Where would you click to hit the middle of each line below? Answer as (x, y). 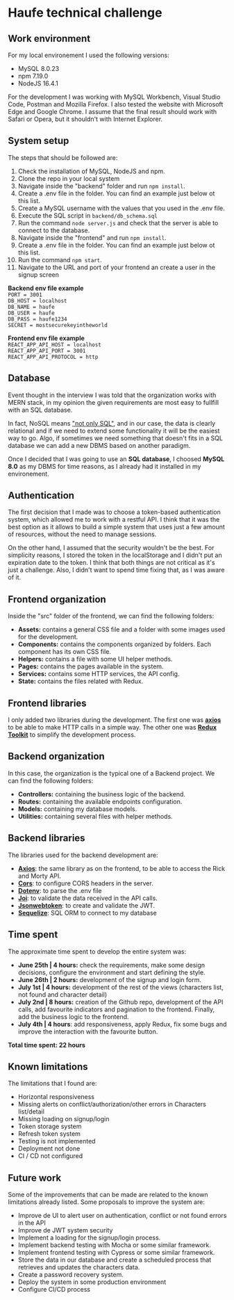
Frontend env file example (47, 338)
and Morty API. (40, 876)
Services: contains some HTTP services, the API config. (99, 674)
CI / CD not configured (50, 1156)
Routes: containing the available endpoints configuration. (100, 801)
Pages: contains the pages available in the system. (91, 666)
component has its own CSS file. (65, 652)
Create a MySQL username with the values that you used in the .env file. (121, 208)
